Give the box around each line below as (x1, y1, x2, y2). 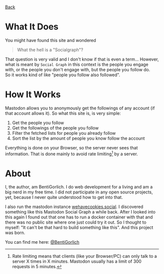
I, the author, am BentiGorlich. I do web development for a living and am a (5, 184, 153, 190)
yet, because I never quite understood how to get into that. (5, 194, 123, 200)
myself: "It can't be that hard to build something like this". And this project (5, 225, 154, 231)
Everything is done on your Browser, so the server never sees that (5, 145, 138, 150)
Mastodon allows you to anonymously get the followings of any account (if (5, 105, 155, 111)
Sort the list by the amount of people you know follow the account (12, 135, 145, 141)
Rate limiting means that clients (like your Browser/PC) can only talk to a (12, 253, 157, 259)
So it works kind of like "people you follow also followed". (5, 72, 121, 78)
